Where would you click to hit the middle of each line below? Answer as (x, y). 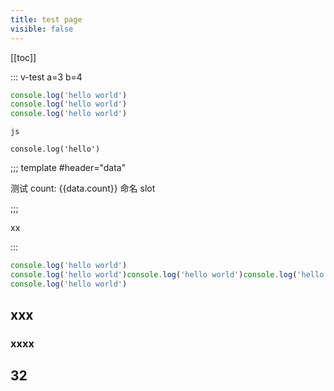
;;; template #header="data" (68, 168)
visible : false (42, 29)
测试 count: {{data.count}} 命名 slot (83, 188)
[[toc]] (23, 57)
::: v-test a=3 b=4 (46, 77)
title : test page (46, 19)
